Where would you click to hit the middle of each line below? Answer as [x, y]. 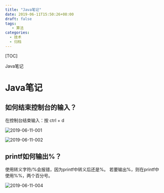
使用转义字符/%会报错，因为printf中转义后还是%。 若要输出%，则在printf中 [82, 169]
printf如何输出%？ [33, 157]
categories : [17, 33]
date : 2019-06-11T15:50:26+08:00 [40, 14]
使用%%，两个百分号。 [29, 175]
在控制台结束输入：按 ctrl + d [35, 120]
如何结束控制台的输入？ [41, 107]
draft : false [19, 19]
